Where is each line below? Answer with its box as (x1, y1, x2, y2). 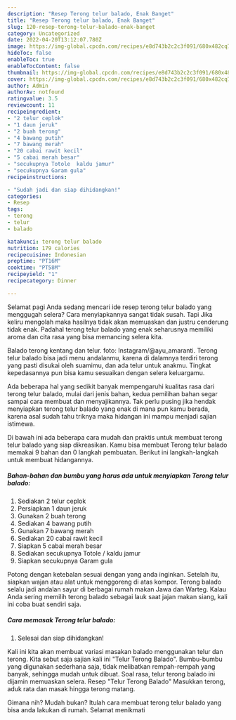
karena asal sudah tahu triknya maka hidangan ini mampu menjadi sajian (7, 412, 217, 420)
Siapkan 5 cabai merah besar (17, 542, 103, 550)
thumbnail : (7, 69, 39, 76)
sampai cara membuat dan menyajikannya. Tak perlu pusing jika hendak (7, 397, 216, 405)
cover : (7, 75, 27, 83)
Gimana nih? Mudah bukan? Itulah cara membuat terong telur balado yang (7, 698, 222, 707)
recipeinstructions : (7, 174, 68, 181)
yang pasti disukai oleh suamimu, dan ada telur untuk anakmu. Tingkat (7, 361, 211, 369)
